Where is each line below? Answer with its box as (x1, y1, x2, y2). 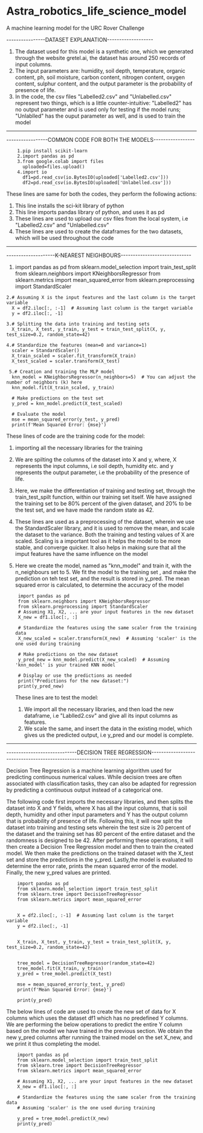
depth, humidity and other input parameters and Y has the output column (6, 810, 188, 818)
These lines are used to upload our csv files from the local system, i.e (14, 215, 188, 222)
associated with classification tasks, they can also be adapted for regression (6, 780, 197, 787)
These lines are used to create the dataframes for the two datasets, (14, 227, 183, 235)
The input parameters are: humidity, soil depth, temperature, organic (14, 67, 185, 74)
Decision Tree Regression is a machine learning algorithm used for (6, 767, 172, 774)
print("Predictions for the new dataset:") (18, 678, 129, 684)
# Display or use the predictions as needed (18, 672, 132, 678)
